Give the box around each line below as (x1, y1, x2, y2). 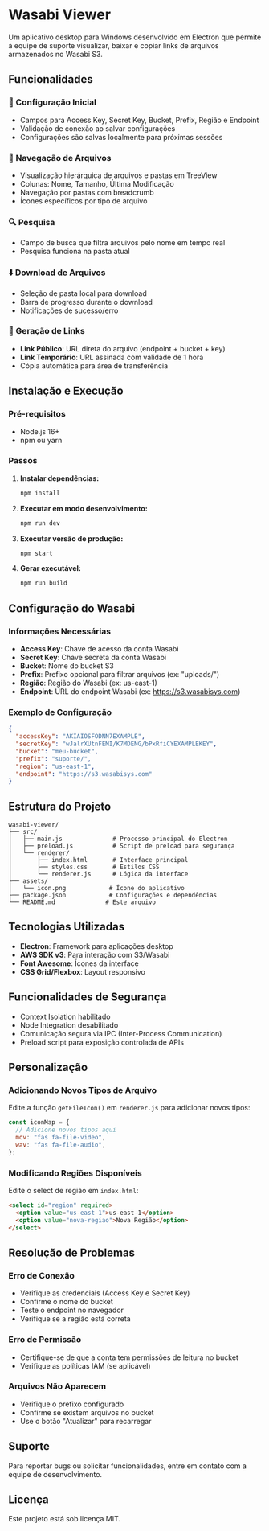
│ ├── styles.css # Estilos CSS (8, 863, 160, 872)
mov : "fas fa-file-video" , (15, 1134, 106, 1142)
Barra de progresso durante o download (19, 297, 153, 306)
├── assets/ (8, 877, 48, 885)
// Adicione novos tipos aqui (15, 1126, 116, 1135)
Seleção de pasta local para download (19, 288, 147, 298)
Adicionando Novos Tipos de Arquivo (8, 1085, 157, 1096)
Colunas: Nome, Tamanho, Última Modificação (19, 179, 174, 188)
